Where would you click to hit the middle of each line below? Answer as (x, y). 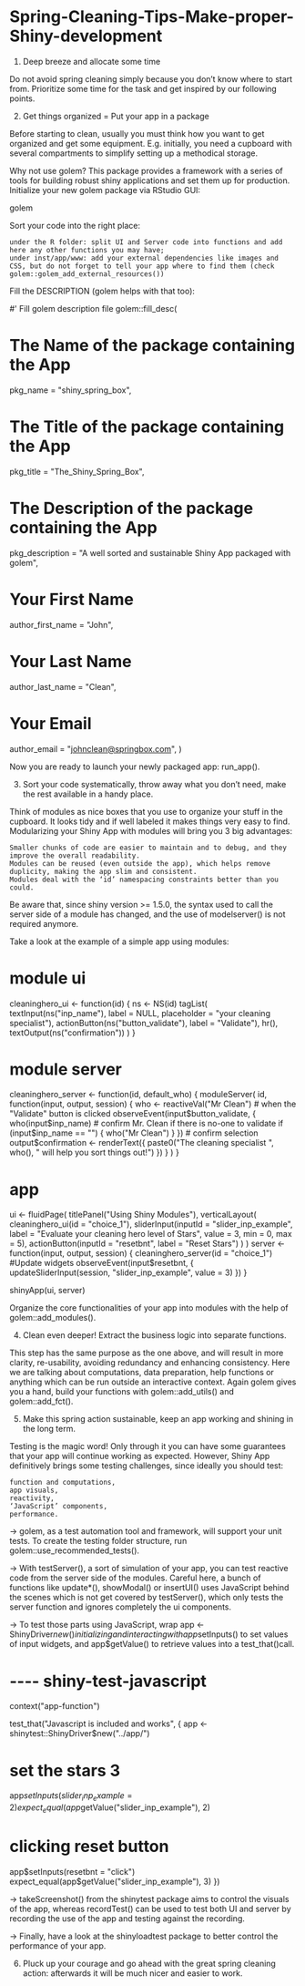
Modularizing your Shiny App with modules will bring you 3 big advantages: (151, 830)
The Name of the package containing (152, 346)
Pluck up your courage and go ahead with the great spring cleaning (149, 1963)
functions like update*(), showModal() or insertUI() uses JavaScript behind (149, 1588)
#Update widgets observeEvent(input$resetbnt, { (102, 1263)
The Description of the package (131, 509)
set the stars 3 (65, 1770)
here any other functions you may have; (87, 250)
